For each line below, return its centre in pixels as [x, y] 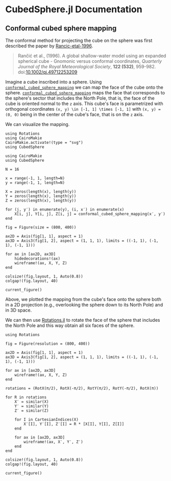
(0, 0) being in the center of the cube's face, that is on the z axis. [75, 114]
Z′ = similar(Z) [32, 411]
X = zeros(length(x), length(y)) [41, 192]
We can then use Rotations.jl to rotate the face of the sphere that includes [83, 320]
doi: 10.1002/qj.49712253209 [47, 72]
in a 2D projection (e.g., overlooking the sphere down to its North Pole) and [84, 305]
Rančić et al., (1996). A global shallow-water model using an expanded [92, 56]
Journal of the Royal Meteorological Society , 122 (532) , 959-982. [87, 67]
